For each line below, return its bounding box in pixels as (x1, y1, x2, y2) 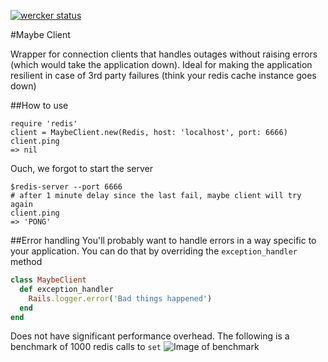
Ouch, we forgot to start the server (10, 163, 153, 174)
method (10, 256, 43, 267)
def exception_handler (19, 284, 114, 294)
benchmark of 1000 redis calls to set (10, 341, 162, 353)
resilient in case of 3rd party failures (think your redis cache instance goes (10, 70, 317, 81)
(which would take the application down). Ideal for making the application (10, 59, 313, 70)
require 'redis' (10, 119, 78, 129)
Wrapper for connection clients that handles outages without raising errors (10, 48, 318, 60)
